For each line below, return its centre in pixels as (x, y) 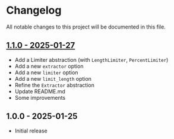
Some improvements (40, 97)
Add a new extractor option (49, 66)
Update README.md (40, 91)
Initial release (31, 131)
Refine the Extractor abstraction (55, 85)
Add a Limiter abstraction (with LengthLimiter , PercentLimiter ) (91, 59)
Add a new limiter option (46, 72)
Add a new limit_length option (53, 78)
